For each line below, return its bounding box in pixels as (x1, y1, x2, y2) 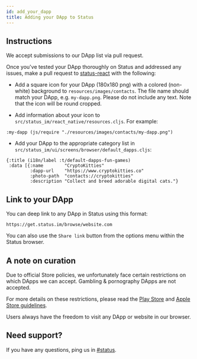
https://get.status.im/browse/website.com (6, 222, 112, 228)
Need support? (6, 331, 63, 341)
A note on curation (6, 256, 76, 266)
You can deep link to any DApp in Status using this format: (6, 210, 148, 217)
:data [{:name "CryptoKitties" (8, 163, 105, 169)
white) (14, 87, 31, 95)
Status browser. (6, 239, 44, 246)
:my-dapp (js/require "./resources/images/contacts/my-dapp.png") (6, 129, 173, 135)
